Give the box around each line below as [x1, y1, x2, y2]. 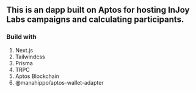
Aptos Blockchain [15, 73, 60, 80]
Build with [6, 33, 37, 41]
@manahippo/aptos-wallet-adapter [15, 79, 104, 86]
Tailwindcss [15, 53, 45, 60]
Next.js [15, 46, 34, 54]
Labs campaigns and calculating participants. [6, 15, 184, 25]
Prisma [15, 59, 34, 66]
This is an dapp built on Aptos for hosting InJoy [6, 5, 190, 15]
